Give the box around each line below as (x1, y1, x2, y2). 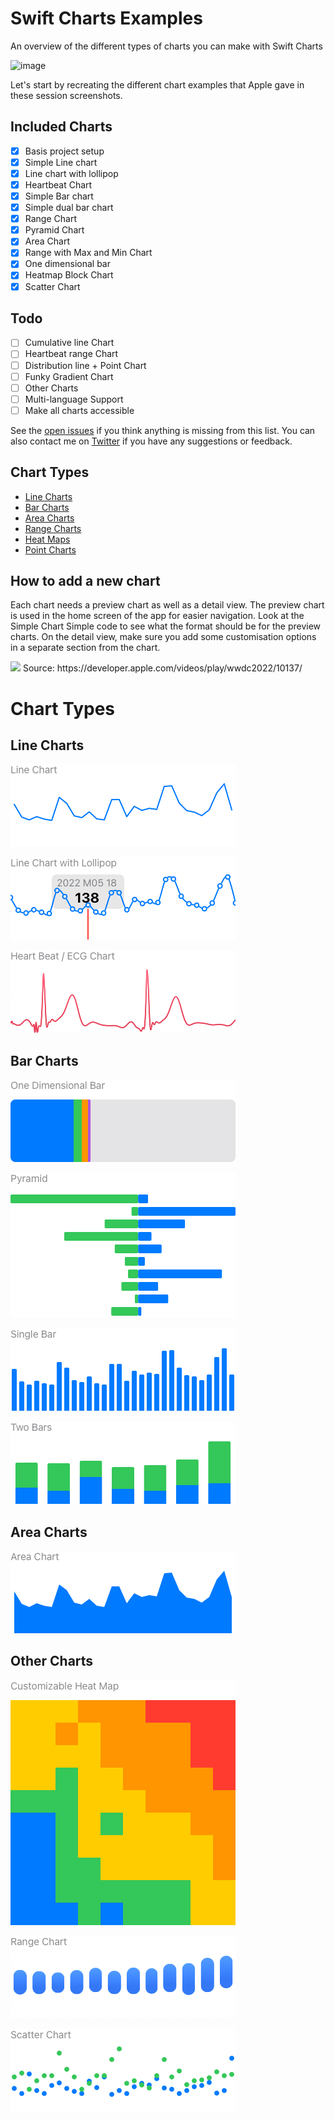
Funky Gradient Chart (24, 370, 114, 382)
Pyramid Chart (24, 224, 85, 236)
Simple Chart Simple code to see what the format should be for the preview (10, 620, 322, 632)
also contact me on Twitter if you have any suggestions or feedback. (10, 435, 293, 447)
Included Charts (10, 118, 113, 136)
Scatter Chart (24, 280, 81, 292)
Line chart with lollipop (24, 167, 119, 179)
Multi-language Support (24, 393, 124, 405)
